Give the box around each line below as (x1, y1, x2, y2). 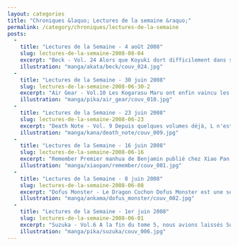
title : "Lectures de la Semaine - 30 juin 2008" (20, 76, 166, 84)
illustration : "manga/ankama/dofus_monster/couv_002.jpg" (20, 195, 195, 202)
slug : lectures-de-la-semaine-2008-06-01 (20, 215, 144, 222)
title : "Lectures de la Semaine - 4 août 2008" (20, 43, 163, 50)
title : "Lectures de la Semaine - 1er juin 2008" (20, 208, 170, 216)
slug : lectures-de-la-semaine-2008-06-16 (20, 149, 144, 156)
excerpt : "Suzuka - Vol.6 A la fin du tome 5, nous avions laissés (20, 221, 223, 228)
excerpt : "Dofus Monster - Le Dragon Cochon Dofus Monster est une (20, 189, 223, 196)
